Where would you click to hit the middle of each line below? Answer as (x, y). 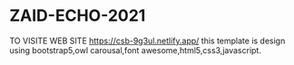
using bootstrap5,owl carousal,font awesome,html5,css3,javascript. (135, 50)
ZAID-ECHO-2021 (78, 16)
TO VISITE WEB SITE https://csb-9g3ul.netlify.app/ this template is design (147, 41)
